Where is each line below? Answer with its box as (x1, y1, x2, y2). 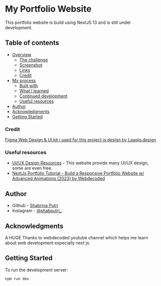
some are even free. (12, 165, 52, 171)
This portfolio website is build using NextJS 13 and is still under (5, 19, 131, 25)
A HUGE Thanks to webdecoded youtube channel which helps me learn (5, 234, 148, 240)
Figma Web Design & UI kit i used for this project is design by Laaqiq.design (5, 137, 156, 143)
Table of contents (5, 39, 59, 47)
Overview (12, 52, 32, 57)
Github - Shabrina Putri (12, 203, 58, 209)
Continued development (19, 93, 68, 99)
